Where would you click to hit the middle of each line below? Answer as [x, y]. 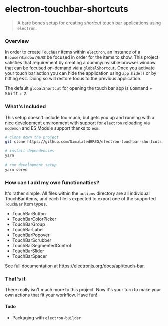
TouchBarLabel [28, 230]
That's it [15, 279]
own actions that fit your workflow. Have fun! [51, 295]
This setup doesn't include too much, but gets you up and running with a [80, 117]
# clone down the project [32, 137]
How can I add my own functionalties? [52, 182]
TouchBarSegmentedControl [42, 246]
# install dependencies [30, 151]
